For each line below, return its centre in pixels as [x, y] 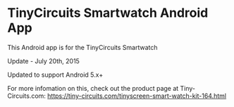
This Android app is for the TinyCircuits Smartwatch [82, 47]
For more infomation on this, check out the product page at [93, 88]
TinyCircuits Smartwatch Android [108, 13]
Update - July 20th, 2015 [43, 61]
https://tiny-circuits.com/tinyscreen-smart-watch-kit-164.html [137, 96]
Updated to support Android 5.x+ [55, 75]
